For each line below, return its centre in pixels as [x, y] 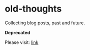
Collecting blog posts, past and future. [45, 23]
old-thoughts [33, 9]
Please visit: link [22, 42]
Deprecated [18, 32]
